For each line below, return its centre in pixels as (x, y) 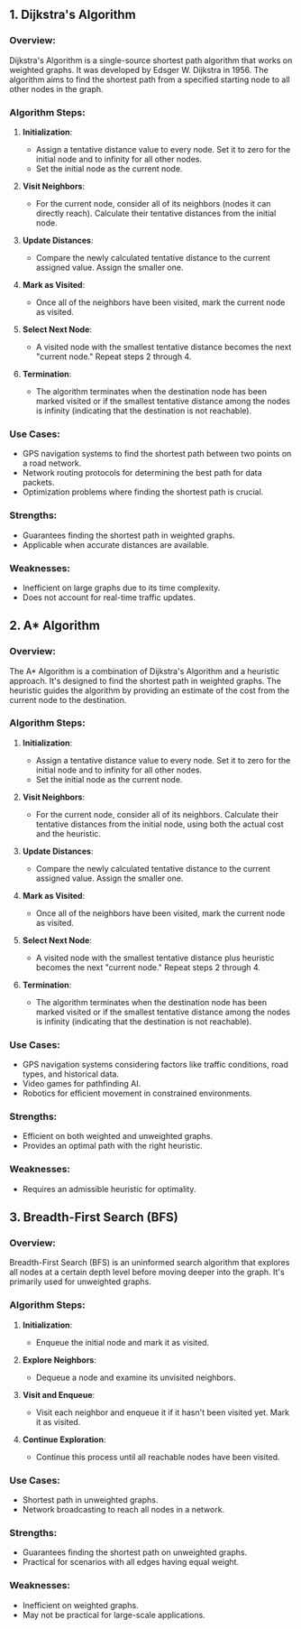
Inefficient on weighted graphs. (80, 1605)
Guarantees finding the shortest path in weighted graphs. (129, 535)
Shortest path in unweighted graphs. (90, 1500)
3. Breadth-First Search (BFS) (94, 1217)
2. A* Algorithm (55, 626)
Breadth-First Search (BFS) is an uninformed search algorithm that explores (150, 1263)
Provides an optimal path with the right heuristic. (112, 1146)
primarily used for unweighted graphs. (80, 1282)
